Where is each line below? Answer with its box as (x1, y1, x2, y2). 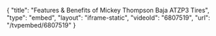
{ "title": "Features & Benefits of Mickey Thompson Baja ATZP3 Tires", (6, 6, 210, 14)
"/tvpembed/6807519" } (6, 21, 76, 29)
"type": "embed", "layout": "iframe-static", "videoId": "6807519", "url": (6, 13, 210, 22)
